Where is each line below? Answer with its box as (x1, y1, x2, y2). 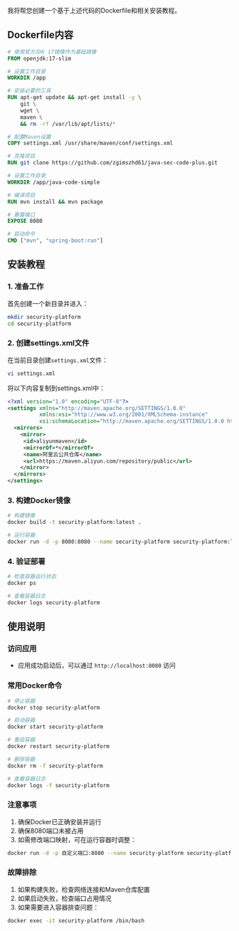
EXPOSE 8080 (7, 218, 43, 225)
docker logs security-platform (7, 599, 100, 606)
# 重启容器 (7, 736, 36, 744)
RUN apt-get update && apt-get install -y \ (7, 94, 142, 101)
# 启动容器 (7, 717, 36, 724)
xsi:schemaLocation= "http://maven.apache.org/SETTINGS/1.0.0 (38, 418, 224, 425)
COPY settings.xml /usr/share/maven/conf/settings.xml (7, 140, 174, 147)
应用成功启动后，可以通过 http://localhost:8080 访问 (17, 661, 176, 670)
